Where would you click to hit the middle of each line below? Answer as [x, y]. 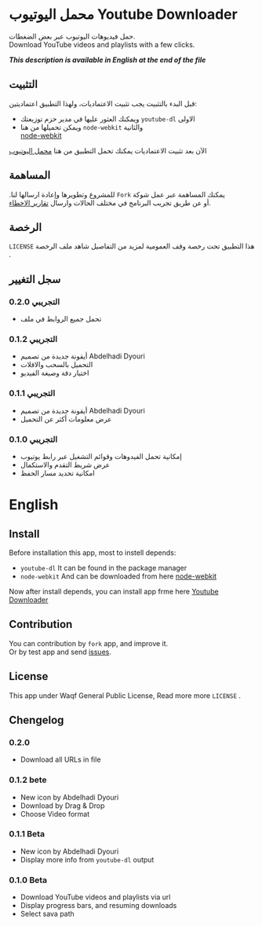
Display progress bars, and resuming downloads [98, 906]
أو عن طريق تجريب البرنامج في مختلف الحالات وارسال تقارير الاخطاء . [110, 203]
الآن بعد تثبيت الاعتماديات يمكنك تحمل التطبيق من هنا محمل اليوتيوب [108, 150]
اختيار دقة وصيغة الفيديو [55, 373]
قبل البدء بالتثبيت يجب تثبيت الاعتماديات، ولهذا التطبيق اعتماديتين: [103, 103]
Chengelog [36, 720]
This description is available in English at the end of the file [107, 60]
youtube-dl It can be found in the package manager [104, 568]
